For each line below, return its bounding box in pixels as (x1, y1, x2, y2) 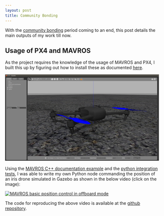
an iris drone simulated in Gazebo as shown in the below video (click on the (5, 176, 157, 182)
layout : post (5, 8, 32, 13)
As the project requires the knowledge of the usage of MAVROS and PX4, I (5, 59, 155, 66)
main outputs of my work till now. (5, 32, 72, 38)
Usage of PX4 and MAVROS (5, 47, 91, 55)
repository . (5, 205, 27, 211)
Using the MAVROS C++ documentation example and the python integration (5, 166, 158, 171)
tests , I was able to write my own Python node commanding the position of (5, 170, 155, 176)
